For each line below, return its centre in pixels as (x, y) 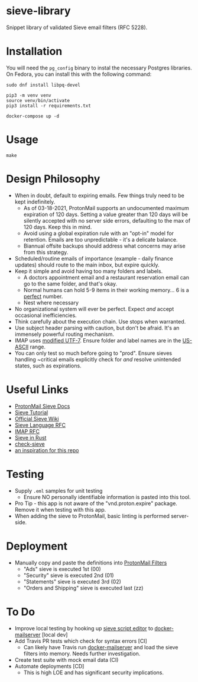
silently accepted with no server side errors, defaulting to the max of (107, 220)
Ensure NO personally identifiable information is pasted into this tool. (107, 497)
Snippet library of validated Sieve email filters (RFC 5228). (77, 27)
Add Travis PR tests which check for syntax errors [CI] (81, 641)
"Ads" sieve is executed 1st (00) (62, 569)
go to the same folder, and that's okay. (70, 284)
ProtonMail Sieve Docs (42, 406)
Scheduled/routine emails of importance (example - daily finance (94, 258)
